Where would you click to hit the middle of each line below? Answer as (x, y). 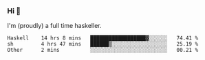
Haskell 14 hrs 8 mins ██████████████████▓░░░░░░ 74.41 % (102, 38)
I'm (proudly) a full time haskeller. (54, 26)
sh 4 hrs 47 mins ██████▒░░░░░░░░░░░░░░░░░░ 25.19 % (102, 44)
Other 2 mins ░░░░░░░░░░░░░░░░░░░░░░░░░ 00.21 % (102, 50)
